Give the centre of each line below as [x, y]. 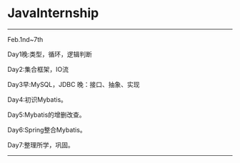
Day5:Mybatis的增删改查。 [46, 115]
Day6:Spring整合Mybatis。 [47, 130]
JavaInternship [53, 13]
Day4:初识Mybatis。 [37, 99]
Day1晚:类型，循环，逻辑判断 [50, 54]
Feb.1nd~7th [25, 39]
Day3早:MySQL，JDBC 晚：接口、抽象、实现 [74, 84]
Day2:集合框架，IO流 [38, 69]
